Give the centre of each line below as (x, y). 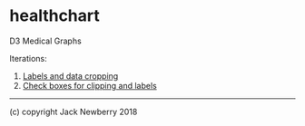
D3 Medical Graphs (45, 41)
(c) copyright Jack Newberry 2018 (74, 111)
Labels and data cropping (70, 76)
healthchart (54, 16)
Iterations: (28, 58)
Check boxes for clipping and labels (89, 85)
